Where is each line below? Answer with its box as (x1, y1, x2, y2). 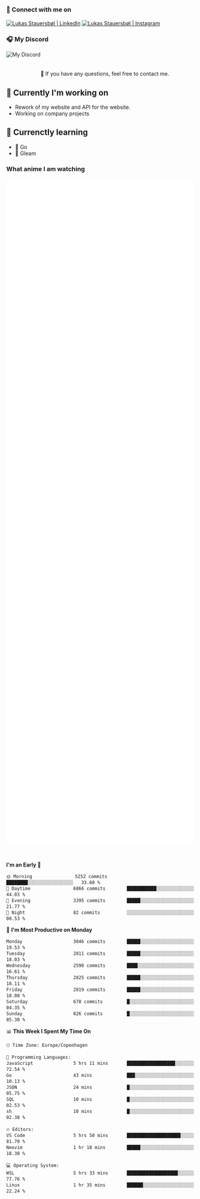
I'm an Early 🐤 (6, 861, 41, 868)
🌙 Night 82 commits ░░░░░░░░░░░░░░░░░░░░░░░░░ (6, 909, 195, 916)
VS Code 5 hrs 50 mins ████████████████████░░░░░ (6, 1132, 195, 1138)
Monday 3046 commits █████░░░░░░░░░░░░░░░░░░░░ (6, 938, 195, 945)
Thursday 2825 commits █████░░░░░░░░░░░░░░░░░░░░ (6, 974, 195, 981)
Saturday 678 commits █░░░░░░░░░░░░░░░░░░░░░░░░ (6, 998, 195, 1005)
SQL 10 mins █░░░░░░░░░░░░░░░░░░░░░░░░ (6, 1096, 195, 1102)
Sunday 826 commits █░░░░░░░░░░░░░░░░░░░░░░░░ (6, 1010, 195, 1017)
